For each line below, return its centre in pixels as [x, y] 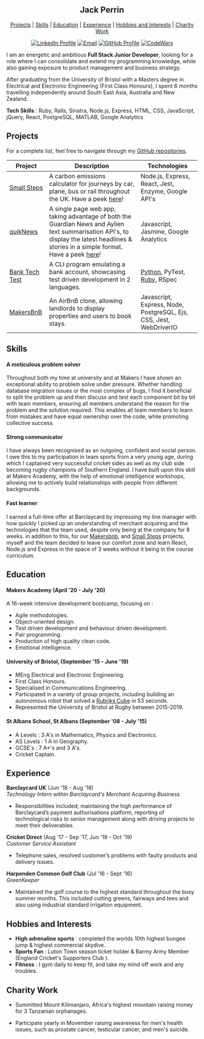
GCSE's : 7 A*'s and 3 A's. [48, 748]
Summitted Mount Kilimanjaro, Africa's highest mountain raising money [104, 1005]
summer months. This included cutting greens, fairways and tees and [102, 899]
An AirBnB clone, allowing [86, 300]
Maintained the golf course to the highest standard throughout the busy [104, 892]
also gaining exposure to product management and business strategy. [93, 67]
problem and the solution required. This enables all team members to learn [100, 410]
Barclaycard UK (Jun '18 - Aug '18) [50, 788]
